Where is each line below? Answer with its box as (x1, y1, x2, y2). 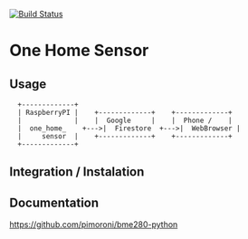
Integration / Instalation (9, 164, 145, 180)
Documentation (9, 195, 100, 210)
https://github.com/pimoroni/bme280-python (9, 219, 178, 230)
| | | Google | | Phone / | (17, 116, 233, 125)
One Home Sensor (9, 41, 149, 61)
